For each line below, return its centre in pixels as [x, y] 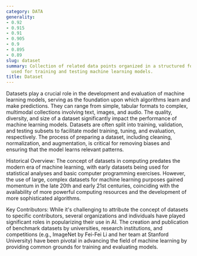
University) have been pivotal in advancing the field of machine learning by [97, 241]
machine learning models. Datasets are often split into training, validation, [95, 125]
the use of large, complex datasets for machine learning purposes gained [95, 180]
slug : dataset [23, 60]
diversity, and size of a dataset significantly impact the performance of [91, 118]
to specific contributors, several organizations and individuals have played [96, 216]
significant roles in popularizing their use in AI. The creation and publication [97, 222]
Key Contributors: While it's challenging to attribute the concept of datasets [97, 210]
